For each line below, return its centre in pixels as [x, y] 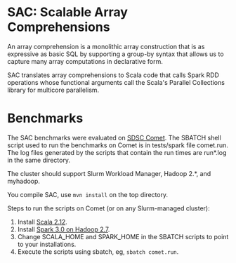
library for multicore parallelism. [53, 90]
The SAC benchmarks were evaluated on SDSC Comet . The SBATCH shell [114, 137]
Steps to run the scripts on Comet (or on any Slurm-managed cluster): [109, 208]
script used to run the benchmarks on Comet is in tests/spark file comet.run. [118, 145]
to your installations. [47, 244]
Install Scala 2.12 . [42, 222]
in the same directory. [39, 160]
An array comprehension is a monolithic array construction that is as [106, 46]
